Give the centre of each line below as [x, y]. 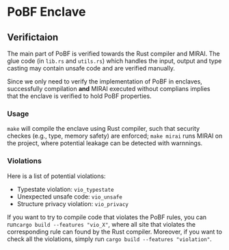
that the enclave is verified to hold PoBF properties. [79, 96]
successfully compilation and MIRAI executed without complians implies [109, 89]
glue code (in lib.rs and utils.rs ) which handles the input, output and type [114, 61]
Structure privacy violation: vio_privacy [72, 203]
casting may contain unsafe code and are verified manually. [91, 68]
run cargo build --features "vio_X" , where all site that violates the [102, 224]
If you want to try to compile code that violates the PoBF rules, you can [107, 217]
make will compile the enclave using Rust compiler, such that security [104, 129]
